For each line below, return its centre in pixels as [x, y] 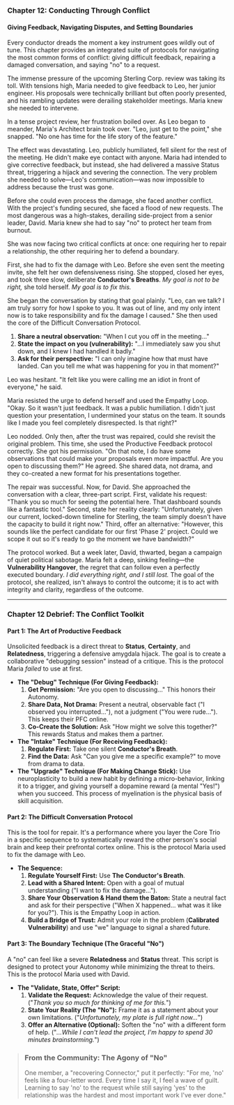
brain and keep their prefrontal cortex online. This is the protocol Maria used [117, 847]
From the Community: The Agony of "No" [96, 1058]
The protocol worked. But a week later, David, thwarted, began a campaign [115, 552]
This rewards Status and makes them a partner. [95, 734]
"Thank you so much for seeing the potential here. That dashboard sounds [114, 502]
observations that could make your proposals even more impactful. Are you [115, 459]
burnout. [19, 230]
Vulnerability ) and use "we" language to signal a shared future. [119, 928]
